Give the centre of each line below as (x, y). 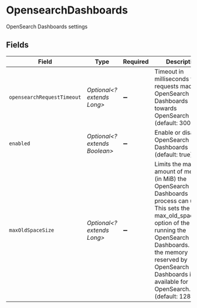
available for (171, 282)
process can (171, 200)
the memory (171, 252)
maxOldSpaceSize (32, 230)
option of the (172, 223)
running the (170, 230)
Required (136, 61)
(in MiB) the (171, 179)
